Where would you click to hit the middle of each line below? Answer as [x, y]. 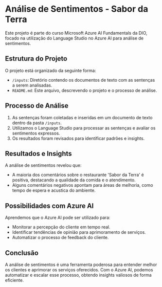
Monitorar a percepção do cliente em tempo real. [61, 227]
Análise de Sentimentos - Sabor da [77, 9]
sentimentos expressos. [36, 133]
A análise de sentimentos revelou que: [43, 165]
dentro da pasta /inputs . [37, 123]
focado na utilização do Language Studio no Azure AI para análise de [74, 38]
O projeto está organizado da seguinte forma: [51, 70]
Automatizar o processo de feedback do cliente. [60, 238]
